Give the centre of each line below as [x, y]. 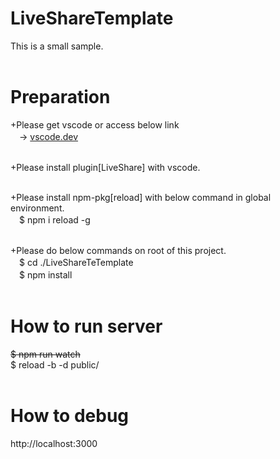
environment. [37, 208]
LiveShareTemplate [92, 18]
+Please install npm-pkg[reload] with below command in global [141, 197]
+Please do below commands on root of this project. [118, 250]
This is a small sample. [57, 46]
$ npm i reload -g [54, 219]
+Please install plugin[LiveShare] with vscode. [105, 167]
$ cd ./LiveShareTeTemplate [76, 262]
